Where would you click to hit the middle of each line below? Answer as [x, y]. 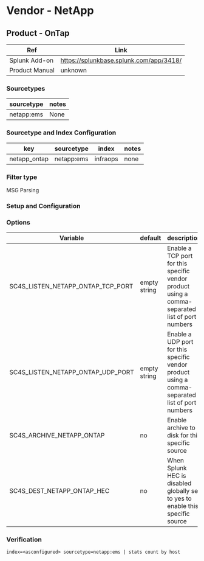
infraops [106, 159]
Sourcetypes [26, 88]
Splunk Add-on [31, 60]
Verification [24, 540]
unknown [73, 70]
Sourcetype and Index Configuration [61, 133]
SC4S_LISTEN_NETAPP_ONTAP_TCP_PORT [71, 287]
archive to [181, 428]
